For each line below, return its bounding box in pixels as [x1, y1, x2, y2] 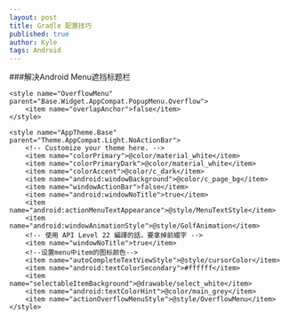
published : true [9, 29, 69, 38]
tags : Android [9, 46, 62, 55]
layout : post [9, 12, 58, 22]
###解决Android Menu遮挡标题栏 [9, 72, 131, 83]
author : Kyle [9, 37, 58, 47]
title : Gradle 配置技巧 [9, 21, 92, 30]
